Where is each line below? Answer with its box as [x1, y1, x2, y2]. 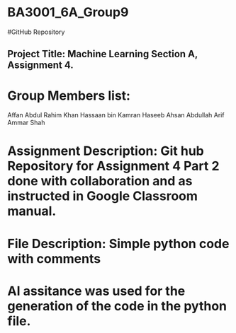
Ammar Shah [7, 118, 45, 127]
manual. [7, 203, 57, 219]
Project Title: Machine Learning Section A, [7, 48, 198, 60]
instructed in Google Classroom [7, 188, 198, 204]
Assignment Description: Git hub [7, 143, 204, 159]
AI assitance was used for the [7, 283, 186, 299]
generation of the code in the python [7, 298, 227, 314]
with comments [7, 250, 101, 267]
